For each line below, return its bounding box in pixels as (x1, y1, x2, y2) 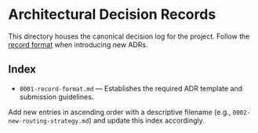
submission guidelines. (19, 92, 94, 102)
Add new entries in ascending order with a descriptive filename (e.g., (8, 107, 231, 116)
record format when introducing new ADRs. (8, 39, 149, 49)
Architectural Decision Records (8, 6, 216, 24)
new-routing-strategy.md (8, 116, 89, 125)
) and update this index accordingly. (89, 116, 205, 125)
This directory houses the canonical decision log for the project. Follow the (8, 31, 250, 41)
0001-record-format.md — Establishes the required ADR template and (19, 83, 243, 93)
